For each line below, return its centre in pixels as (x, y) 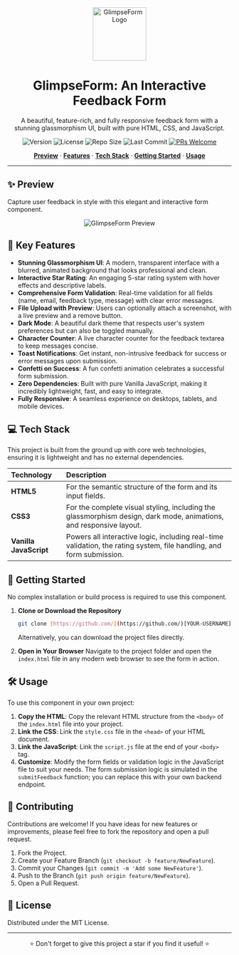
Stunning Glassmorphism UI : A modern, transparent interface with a (118, 262)
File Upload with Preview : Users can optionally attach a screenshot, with (124, 308)
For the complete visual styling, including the (141, 508)
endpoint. (32, 784)
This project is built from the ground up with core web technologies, (107, 450)
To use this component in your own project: (71, 703)
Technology (31, 475)
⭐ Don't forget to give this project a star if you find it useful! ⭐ (119, 943)
